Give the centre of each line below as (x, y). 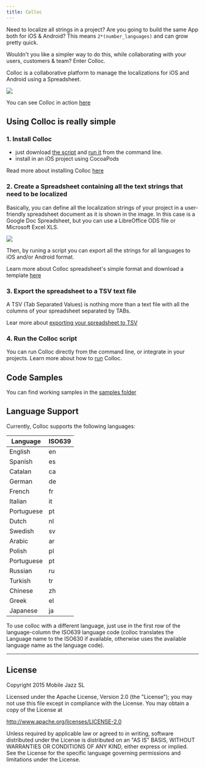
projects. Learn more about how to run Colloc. (64, 358)
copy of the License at (34, 709)
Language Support (43, 411)
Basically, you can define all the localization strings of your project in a (95, 207)
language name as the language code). (56, 645)
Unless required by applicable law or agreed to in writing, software (90, 733)
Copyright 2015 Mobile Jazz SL (45, 685)
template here (24, 275)
